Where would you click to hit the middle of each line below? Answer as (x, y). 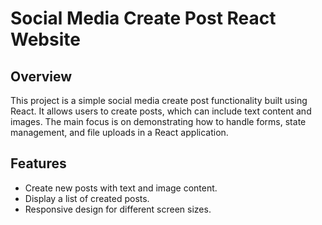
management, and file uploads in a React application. (119, 132)
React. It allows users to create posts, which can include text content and (161, 111)
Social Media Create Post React (143, 18)
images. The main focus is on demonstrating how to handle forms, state (158, 121)
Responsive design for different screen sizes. (118, 209)
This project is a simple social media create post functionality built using (159, 100)
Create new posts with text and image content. (121, 188)
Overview (41, 76)
